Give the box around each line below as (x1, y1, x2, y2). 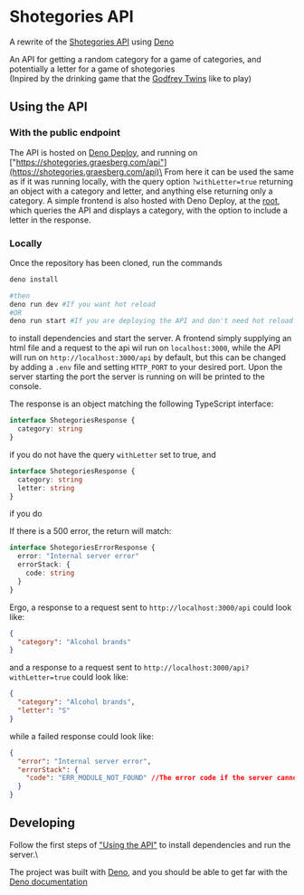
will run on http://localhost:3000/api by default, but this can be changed (9, 352, 287, 363)
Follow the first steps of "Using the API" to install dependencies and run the (9, 839, 291, 850)
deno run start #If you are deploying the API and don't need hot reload (9, 317, 294, 326)
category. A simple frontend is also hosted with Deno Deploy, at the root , (9, 195, 280, 205)
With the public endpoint (9, 127, 120, 139)
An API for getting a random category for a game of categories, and (9, 53, 261, 64)
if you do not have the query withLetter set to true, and (9, 449, 217, 460)
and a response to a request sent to (9, 662, 142, 673)
